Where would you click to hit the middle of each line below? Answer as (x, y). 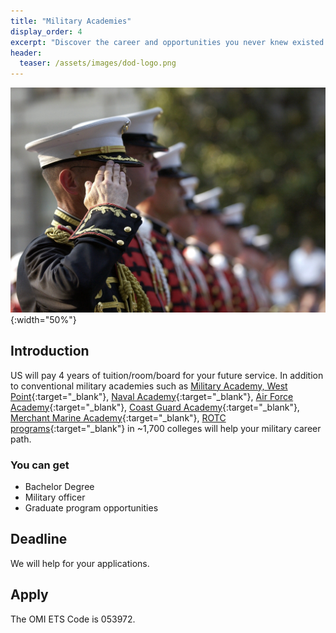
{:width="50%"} (43, 319)
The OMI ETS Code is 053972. (73, 619)
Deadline (39, 539)
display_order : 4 (46, 31)
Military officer (55, 497)
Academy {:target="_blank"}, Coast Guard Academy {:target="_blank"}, (155, 407)
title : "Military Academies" (71, 21)
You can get (40, 465)
